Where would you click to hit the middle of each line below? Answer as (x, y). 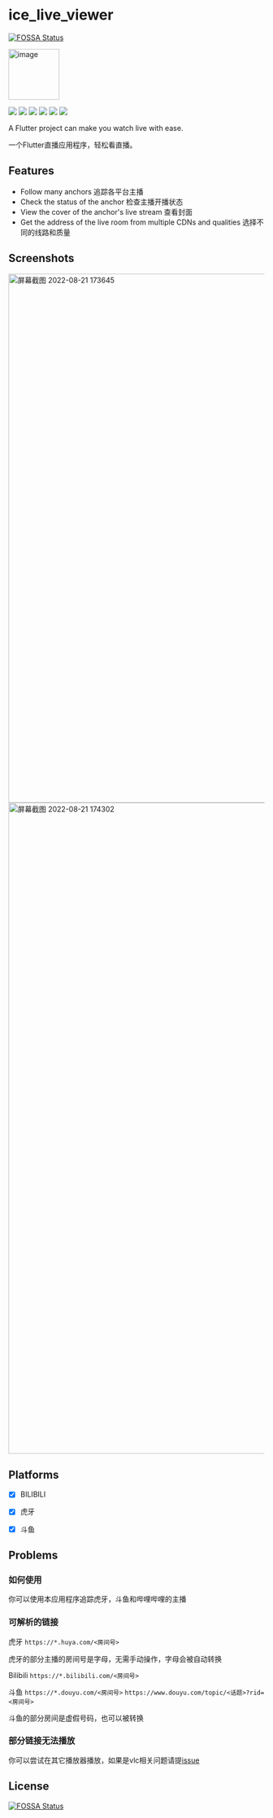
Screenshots (41, 258)
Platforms (34, 1475)
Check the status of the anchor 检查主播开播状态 (102, 202)
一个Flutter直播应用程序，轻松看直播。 (73, 145)
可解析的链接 (34, 1623)
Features (31, 171)
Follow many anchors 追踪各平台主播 (82, 191)
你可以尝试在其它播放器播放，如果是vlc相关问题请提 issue (104, 1760)
